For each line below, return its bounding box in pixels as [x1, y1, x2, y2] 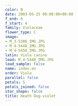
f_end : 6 [5, 16, 23, 21]
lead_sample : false [5, 62, 45, 66]
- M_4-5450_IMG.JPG [5, 48, 45, 53]
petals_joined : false [5, 84, 50, 89]
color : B [5, 7, 23, 12]
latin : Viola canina [5, 52, 48, 58]
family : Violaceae [5, 25, 43, 30]
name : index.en [5, 66, 36, 71]
